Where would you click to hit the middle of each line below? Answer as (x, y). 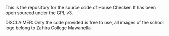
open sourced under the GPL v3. (39, 13)
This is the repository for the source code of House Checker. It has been (81, 7)
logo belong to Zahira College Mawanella (48, 28)
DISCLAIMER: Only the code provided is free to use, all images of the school (85, 23)
